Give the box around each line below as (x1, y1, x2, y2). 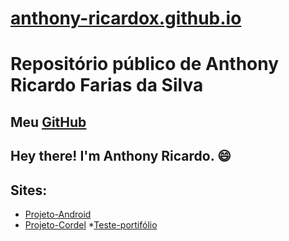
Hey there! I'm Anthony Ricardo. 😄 (10, 148, 232, 165)
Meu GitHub (10, 113, 87, 131)
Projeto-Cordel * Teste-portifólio (24, 218, 158, 231)
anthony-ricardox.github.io (10, 7, 242, 30)
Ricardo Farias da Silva (10, 74, 204, 97)
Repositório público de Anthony (10, 53, 280, 76)
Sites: (10, 182, 48, 199)
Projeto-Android (24, 208, 92, 220)
